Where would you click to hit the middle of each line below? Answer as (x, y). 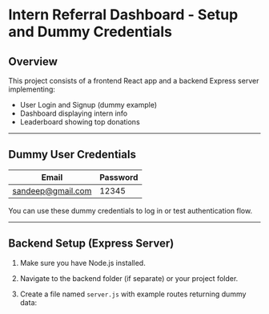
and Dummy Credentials (90, 32)
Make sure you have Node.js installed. (82, 263)
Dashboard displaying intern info (74, 113)
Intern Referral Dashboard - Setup (123, 15)
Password (119, 177)
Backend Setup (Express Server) (91, 244)
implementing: (32, 89)
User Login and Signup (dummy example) (88, 105)
